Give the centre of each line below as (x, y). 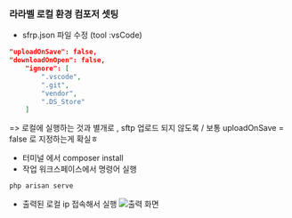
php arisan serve (41, 186)
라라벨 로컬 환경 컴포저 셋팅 (64, 13)
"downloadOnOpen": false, (57, 61)
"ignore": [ (47, 69)
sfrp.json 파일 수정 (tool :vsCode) (82, 35)
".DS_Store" (64, 101)
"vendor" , (59, 93)
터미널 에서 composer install (73, 158)
